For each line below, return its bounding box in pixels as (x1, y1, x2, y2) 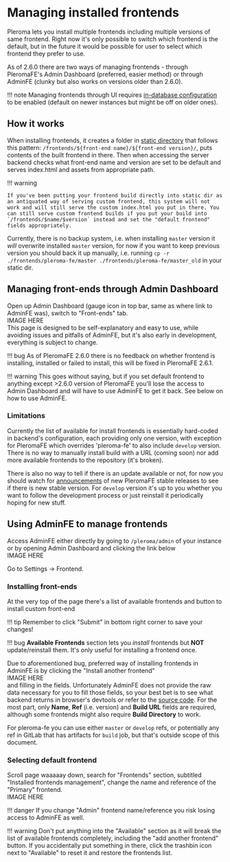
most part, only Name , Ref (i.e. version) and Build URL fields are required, (7, 703, 216, 711)
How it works (7, 118, 65, 130)
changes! (7, 625, 34, 633)
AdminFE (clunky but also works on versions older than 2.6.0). (7, 77, 183, 85)
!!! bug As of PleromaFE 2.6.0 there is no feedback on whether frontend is (7, 351, 216, 360)
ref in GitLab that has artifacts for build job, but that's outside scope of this (7, 731, 220, 739)
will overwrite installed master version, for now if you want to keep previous (7, 241, 220, 250)
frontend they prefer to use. (7, 49, 86, 58)
